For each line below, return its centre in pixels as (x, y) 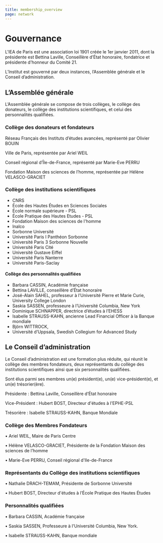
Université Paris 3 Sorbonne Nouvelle (50, 242)
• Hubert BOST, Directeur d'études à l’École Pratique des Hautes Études (78, 493)
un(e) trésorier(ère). (25, 384)
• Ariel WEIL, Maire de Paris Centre (40, 436)
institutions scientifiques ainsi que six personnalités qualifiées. (68, 369)
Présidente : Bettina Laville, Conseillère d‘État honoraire (61, 394)
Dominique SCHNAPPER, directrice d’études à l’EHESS (67, 311)
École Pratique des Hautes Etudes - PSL (53, 216)
